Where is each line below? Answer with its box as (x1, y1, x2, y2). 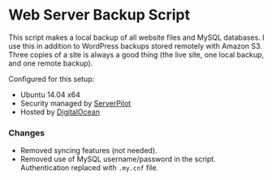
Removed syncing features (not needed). (19, 146, 158, 156)
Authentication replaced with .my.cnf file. (19, 163, 159, 173)
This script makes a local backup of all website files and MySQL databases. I (8, 32, 265, 42)
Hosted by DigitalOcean (19, 107, 100, 117)
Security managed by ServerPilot (19, 98, 132, 108)
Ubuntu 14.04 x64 (19, 89, 81, 99)
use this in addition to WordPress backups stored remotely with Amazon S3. (8, 41, 262, 50)
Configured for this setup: (8, 74, 95, 84)
